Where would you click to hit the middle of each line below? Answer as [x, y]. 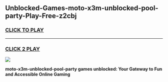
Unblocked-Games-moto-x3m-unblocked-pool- [82, 8]
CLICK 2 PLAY [22, 49]
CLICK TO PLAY [24, 30]
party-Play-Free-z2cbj [41, 16]
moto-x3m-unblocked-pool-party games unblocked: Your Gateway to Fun [84, 69]
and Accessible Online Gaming [38, 74]
